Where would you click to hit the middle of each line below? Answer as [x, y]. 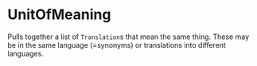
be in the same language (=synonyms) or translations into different [117, 45]
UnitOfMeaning [59, 15]
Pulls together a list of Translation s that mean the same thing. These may [128, 37]
